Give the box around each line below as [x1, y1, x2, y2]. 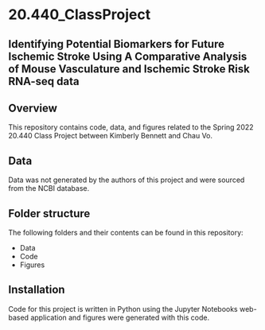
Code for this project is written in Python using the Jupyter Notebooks [8, 304, 239, 313]
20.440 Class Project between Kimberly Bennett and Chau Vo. [8, 131, 213, 141]
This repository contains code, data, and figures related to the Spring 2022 [8, 122, 254, 132]
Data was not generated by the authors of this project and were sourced [8, 175, 245, 184]
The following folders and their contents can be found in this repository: [8, 228, 244, 238]
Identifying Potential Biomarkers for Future [8, 37, 225, 51]
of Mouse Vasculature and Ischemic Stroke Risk [8, 62, 251, 76]
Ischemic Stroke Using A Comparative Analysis [8, 49, 247, 63]
